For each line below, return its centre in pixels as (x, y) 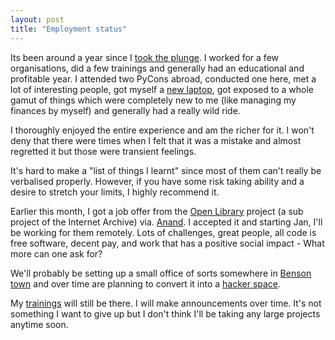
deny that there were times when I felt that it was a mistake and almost (156, 140)
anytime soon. (39, 324)
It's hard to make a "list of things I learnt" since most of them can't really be (166, 170)
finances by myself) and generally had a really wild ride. (125, 110)
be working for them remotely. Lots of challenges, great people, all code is (163, 232)
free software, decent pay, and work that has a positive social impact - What (167, 243)
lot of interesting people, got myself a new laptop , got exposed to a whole (162, 89)
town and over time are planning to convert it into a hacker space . (146, 283)
